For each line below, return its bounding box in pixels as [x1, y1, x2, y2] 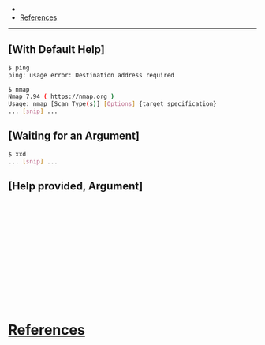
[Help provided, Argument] [8, 179, 144, 193]
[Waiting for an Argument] [8, 129, 140, 143]
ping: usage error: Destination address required [8, 71, 175, 79]
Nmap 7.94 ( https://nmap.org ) [8, 92, 114, 101]
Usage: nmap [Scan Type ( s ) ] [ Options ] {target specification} [8, 100, 217, 108]
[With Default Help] [8, 43, 105, 56]
